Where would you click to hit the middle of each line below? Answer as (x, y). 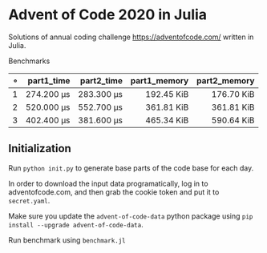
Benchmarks (29, 61)
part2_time (101, 80)
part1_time (49, 80)
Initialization (40, 149)
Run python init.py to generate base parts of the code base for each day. (131, 168)
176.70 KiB (233, 94)
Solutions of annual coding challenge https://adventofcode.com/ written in (131, 37)
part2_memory (225, 80)
